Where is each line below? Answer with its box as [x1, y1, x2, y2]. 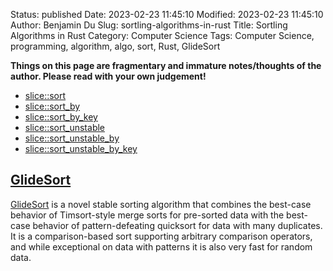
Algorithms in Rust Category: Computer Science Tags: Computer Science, [10, 30, 315, 41]
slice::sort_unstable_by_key [24, 143, 138, 154]
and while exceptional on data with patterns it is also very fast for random [10, 240, 313, 253]
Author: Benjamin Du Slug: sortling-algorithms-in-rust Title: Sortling [10, 19, 288, 31]
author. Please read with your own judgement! [10, 70, 207, 82]
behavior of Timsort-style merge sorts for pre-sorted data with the [10, 209, 285, 221]
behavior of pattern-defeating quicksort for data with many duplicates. [32, 219, 323, 231]
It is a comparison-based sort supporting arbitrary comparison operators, [10, 230, 313, 242]
